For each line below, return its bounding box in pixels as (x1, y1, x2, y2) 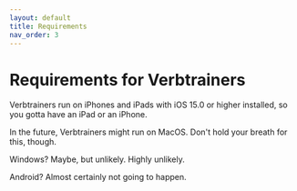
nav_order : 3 (9, 30, 59, 39)
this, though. (9, 136, 57, 147)
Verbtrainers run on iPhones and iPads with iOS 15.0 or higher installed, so (9, 99, 289, 110)
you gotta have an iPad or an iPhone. (9, 109, 148, 120)
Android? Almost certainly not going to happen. (9, 172, 187, 183)
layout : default (9, 13, 71, 23)
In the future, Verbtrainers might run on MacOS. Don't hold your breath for (9, 126, 288, 137)
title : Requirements (9, 22, 88, 31)
